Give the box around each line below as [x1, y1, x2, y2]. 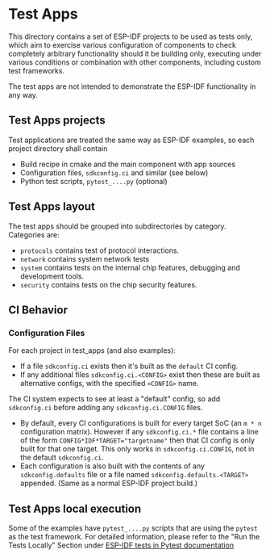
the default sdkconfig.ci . [19, 453, 104, 463]
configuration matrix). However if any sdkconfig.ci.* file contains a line [19, 427, 260, 437]
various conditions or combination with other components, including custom [8, 57, 262, 67]
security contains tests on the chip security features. [19, 279, 197, 289]
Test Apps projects [8, 114, 106, 128]
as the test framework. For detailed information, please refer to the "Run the [8, 532, 260, 542]
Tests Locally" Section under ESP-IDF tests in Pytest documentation [8, 540, 235, 550]
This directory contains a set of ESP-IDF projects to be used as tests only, [8, 31, 253, 41]
